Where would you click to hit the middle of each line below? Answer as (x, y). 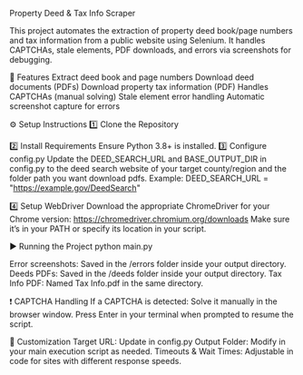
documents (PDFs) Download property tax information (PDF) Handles (139, 87)
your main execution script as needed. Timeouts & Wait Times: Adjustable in (151, 351)
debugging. (31, 59)
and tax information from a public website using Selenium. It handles (137, 40)
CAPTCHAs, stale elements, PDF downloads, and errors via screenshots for (151, 50)
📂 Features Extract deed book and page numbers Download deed (132, 77)
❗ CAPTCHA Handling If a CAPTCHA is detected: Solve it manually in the (144, 301)
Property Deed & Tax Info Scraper (73, 13)
